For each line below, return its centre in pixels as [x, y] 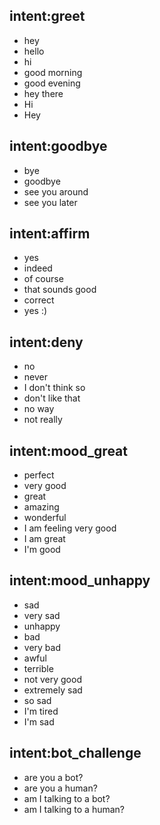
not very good [52, 679]
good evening [52, 83]
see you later [50, 202]
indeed [38, 268]
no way [39, 409]
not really [43, 420]
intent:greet [47, 16]
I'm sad [39, 721]
